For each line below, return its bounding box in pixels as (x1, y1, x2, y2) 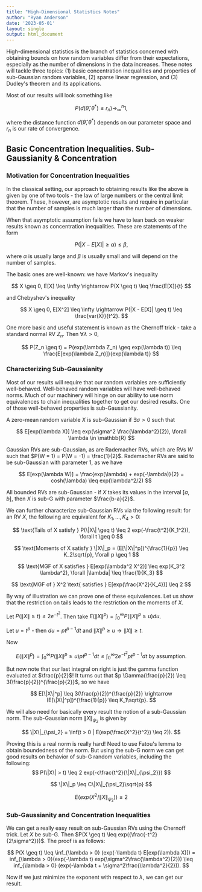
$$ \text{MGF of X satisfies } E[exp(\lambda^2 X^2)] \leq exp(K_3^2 (17, 563, 185, 570)
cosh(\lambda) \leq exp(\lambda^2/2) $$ (51, 477, 152, 484)
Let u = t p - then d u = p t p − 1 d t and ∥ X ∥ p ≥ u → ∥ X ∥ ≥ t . (6, 625, 144, 634)
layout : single (6, 25, 45, 32)
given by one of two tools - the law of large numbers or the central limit (6, 192, 183, 199)
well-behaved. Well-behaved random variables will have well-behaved (6, 385, 181, 392)
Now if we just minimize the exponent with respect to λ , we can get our (6, 874, 183, 881)
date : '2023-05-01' (6, 20, 55, 26)
